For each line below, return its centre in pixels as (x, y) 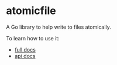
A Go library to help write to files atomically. (58, 27)
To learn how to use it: (33, 38)
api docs (25, 56)
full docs (25, 49)
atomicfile (31, 11)
